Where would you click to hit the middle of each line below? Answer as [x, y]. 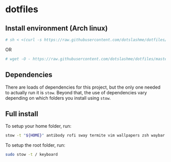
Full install [22, 114]
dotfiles [22, 9]
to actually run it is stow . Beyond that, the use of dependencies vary [76, 92]
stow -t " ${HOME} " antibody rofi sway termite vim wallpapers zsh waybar [85, 136]
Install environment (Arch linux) [56, 28]
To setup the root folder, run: [35, 145]
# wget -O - [18, 59]
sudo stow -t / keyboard [32, 155]
